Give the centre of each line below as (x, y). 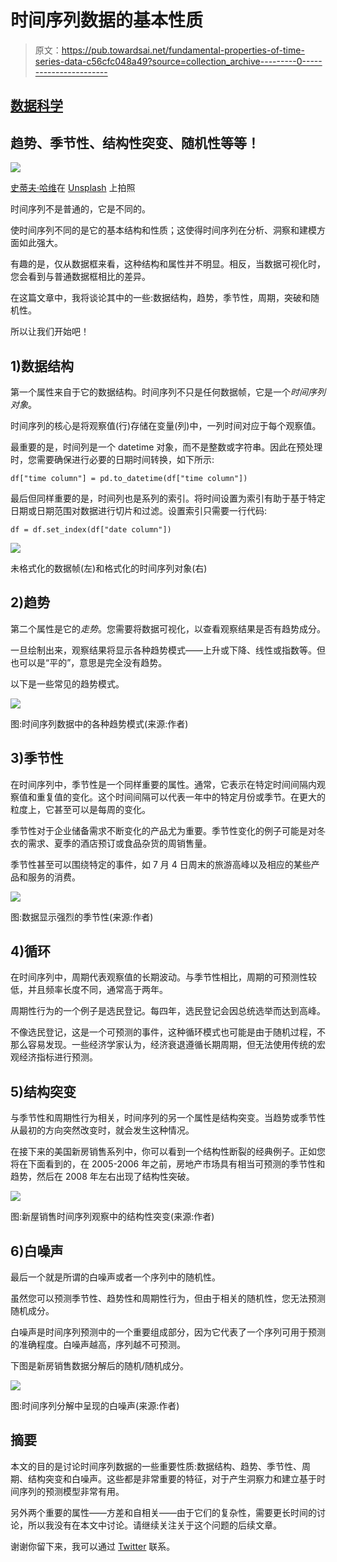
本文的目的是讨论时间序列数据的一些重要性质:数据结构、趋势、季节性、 (156, 1466)
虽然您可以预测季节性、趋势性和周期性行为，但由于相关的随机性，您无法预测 (168, 1298)
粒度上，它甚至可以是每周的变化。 (80, 809)
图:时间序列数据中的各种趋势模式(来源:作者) (99, 723)
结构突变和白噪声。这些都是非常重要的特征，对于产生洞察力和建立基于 (172, 1478)
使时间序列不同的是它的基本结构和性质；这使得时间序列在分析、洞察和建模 (163, 230)
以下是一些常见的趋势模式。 (67, 683)
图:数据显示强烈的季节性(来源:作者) (82, 917)
